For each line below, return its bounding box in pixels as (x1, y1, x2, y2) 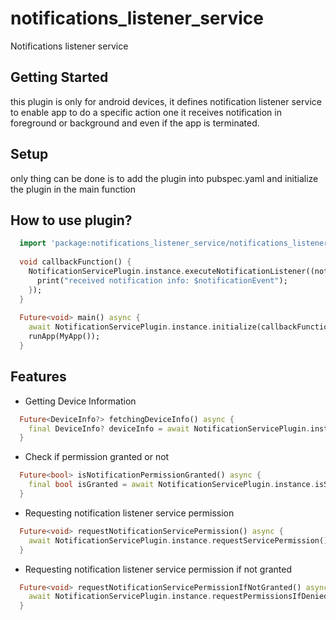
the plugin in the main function (10, 183, 137, 195)
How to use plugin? (10, 212, 133, 229)
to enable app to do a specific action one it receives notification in (10, 106, 282, 118)
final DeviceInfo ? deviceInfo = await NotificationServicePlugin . (28, 423, 311, 434)
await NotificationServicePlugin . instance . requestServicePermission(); (28, 535, 333, 546)
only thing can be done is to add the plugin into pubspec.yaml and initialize (10, 172, 319, 184)
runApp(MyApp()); (28, 332, 101, 342)
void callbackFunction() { (19, 257, 132, 267)
